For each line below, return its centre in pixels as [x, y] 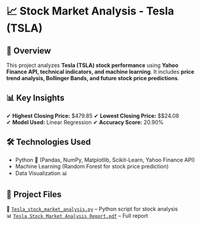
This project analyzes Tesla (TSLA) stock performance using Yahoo [92, 65]
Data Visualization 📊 [41, 173]
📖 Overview [29, 51]
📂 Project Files [34, 195]
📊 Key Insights [36, 98]
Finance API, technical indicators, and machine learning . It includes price [100, 72]
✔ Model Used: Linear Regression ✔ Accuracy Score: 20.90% [85, 122]
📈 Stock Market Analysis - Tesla [90, 11]
